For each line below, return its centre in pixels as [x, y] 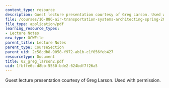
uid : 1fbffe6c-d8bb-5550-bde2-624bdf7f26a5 [52, 66]
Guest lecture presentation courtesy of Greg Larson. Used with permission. [83, 80]
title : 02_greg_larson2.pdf [35, 61]
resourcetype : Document [30, 57]
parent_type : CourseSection [35, 47]
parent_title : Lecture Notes [36, 43]
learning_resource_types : [32, 29]
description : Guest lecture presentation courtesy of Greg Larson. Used [83, 15]
